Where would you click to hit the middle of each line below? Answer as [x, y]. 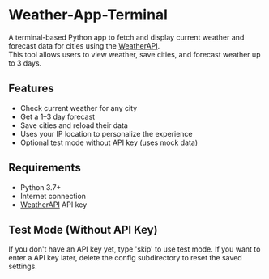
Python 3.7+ [41, 187]
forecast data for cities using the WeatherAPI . [84, 45]
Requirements [45, 168]
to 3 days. [25, 63]
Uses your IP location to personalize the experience [106, 133]
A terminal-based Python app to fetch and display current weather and [126, 37]
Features [31, 89]
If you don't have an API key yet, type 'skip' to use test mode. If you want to [134, 249]
